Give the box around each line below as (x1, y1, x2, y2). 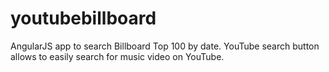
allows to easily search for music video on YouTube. (10, 50, 225, 62)
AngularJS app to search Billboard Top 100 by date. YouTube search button (10, 40, 320, 52)
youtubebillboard (10, 7, 157, 30)
